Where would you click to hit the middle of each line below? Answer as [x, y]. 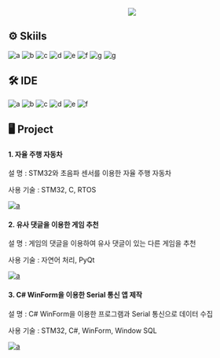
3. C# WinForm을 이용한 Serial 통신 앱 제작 [75, 295]
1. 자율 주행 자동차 [35, 154]
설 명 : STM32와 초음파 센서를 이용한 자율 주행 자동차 [90, 174]
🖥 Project [31, 130]
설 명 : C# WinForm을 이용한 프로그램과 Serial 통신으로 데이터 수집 [111, 313]
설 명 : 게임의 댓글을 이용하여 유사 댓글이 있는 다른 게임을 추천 [102, 243]
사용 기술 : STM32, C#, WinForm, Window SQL [82, 331]
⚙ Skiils [27, 37]
